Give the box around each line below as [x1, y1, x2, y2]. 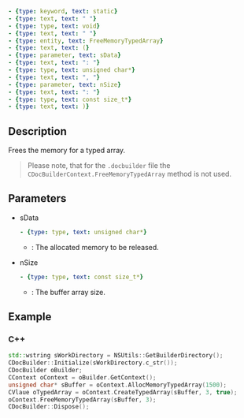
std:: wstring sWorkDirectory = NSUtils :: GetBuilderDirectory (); [8, 352, 224, 360]
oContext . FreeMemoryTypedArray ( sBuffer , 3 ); [8, 395, 157, 404]
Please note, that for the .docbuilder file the [27, 161, 171, 170]
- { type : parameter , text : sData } [8, 51, 122, 59]
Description [8, 125, 67, 138]
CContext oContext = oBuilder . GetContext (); [8, 373, 157, 382]
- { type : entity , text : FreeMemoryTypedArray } [8, 36, 164, 45]
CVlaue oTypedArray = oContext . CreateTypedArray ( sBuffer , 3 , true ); [8, 388, 238, 396]
